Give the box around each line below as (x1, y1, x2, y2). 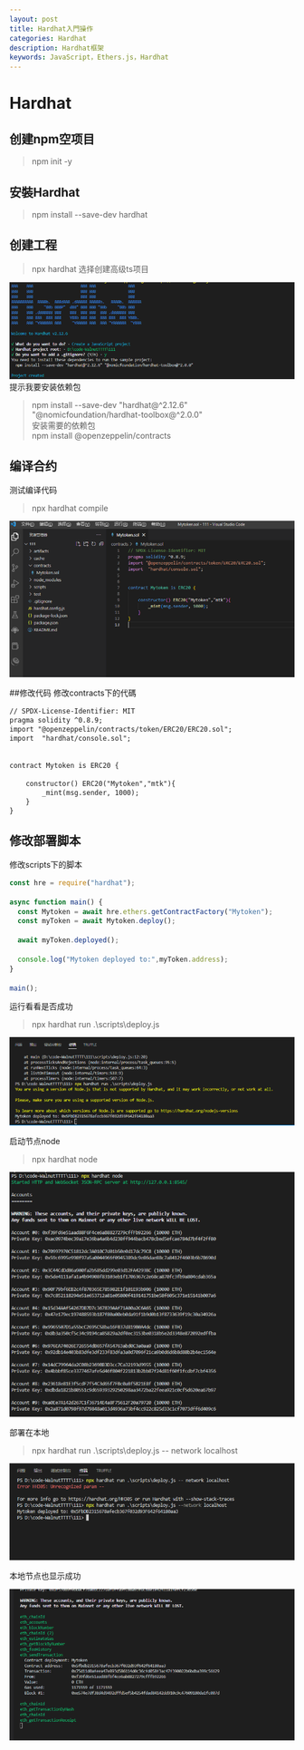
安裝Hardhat (9, 184, 81, 199)
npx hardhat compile (31, 502, 109, 513)
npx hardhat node (31, 1153, 98, 1164)
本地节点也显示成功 (9, 1570, 81, 1581)
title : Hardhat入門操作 (9, 24, 93, 34)
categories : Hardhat (9, 34, 88, 43)
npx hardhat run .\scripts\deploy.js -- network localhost (31, 1444, 238, 1455)
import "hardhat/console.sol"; (9, 734, 131, 744)
